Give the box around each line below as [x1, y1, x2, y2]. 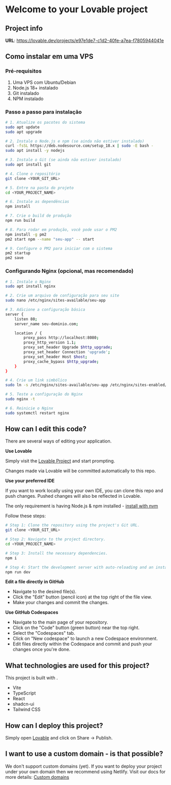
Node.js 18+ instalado [12, 84, 59, 90]
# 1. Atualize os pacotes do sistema [5, 120, 85, 125]
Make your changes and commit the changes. [12, 599, 109, 606]
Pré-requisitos [5, 67, 42, 75]
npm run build [5, 218, 36, 223]
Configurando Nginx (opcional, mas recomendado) [5, 267, 134, 274]
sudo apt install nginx [5, 284, 56, 289]
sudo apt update [5, 124, 40, 130]
